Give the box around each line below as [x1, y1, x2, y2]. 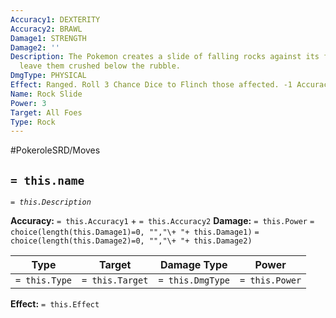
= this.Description [10, 197, 92, 208]
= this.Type [15, 275, 73, 286]
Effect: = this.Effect [10, 298, 100, 310]
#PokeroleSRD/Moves [10, 144, 101, 156]
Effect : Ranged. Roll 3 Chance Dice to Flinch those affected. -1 [10, 80, 293, 90]
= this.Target [81, 275, 149, 286]
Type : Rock [10, 117, 56, 127]
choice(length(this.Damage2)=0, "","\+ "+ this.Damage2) [10, 236, 253, 246]
